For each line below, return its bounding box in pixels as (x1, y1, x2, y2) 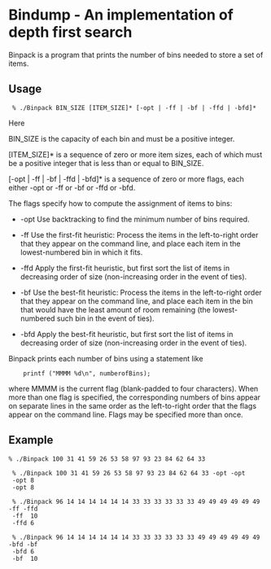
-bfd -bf (8, 540, 38, 549)
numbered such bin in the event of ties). (20, 313, 155, 323)
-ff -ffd (8, 505, 38, 513)
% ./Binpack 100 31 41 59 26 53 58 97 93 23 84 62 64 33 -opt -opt (11, 469, 246, 477)
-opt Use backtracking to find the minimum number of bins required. (20, 214, 250, 224)
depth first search (8, 23, 133, 42)
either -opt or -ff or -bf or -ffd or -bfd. (8, 182, 136, 192)
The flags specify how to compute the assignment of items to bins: (8, 198, 233, 208)
